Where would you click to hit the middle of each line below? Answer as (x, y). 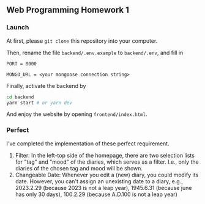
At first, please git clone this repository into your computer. (82, 41)
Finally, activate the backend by (46, 86)
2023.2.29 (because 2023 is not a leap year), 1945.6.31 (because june (103, 188)
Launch (18, 27)
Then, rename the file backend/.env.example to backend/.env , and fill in (95, 53)
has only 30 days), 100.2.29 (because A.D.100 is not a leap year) (96, 194)
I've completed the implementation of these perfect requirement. (88, 144)
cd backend (20, 97)
